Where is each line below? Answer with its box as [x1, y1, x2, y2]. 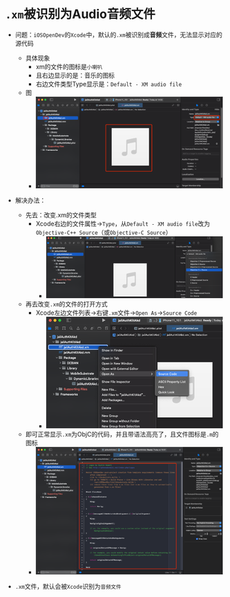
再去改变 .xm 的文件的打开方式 [25, 300, 108, 308]
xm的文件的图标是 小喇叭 [35, 62, 103, 71]
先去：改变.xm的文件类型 [25, 210, 97, 219]
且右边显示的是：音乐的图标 [35, 71, 115, 80]
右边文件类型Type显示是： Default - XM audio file [35, 80, 182, 88]
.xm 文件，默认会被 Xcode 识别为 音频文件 [15, 582, 122, 591]
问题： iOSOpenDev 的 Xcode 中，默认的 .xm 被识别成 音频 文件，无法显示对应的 [15, 30, 222, 39]
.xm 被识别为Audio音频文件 [5, 6, 155, 22]
